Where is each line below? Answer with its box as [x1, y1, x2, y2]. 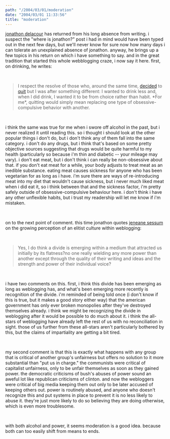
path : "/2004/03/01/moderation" [5, 7, 74, 13]
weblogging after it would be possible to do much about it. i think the [5, 313, 149, 319]
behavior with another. [43, 105, 90, 111]
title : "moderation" [5, 17, 49, 22]
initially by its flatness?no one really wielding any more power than [17, 250, 157, 256]
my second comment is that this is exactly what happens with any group [5, 349, 156, 355]
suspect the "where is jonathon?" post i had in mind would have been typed [5, 36, 164, 42]
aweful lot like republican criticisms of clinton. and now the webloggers [5, 376, 154, 382]
